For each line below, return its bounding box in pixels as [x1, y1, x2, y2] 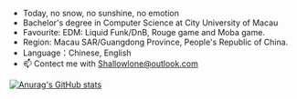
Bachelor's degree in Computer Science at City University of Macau [22, 17, 279, 28]
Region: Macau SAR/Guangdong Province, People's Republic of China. [22, 36, 289, 47]
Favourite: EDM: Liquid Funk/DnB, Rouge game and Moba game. [22, 27, 265, 37]
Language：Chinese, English [22, 47, 132, 58]
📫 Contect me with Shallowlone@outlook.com [22, 58, 198, 69]
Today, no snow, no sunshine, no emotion [22, 8, 180, 18]
